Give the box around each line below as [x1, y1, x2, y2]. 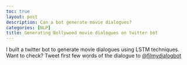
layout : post [6, 14, 38, 20]
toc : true [6, 8, 30, 15]
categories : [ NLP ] [6, 24, 51, 31]
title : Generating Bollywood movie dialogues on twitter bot [6, 30, 158, 36]
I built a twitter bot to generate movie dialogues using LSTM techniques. [6, 46, 179, 53]
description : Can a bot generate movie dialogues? [6, 19, 132, 25]
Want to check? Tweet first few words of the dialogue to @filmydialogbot [6, 52, 182, 59]
